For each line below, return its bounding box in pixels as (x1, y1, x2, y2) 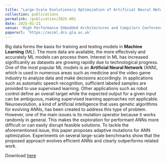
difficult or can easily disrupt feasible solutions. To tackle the (5, 122, 129, 128)
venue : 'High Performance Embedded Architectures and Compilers (5, 26, 140, 31)
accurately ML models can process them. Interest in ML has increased (5, 54, 148, 60)
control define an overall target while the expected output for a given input (5, 91, 157, 97)
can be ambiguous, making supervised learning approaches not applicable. (5, 96, 159, 101)
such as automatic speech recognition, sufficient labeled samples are (5, 80, 147, 86)
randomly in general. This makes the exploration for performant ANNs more (5, 117, 159, 123)
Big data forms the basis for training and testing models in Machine (5, 44, 142, 49)
